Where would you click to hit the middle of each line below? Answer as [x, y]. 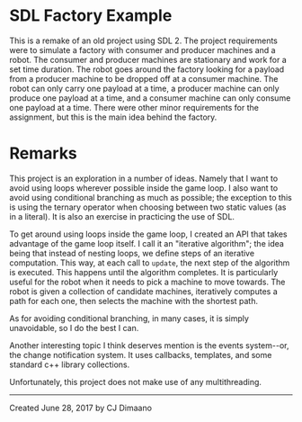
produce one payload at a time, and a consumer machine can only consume [150, 98]
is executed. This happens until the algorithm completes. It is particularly [144, 272]
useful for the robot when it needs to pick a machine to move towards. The [147, 282]
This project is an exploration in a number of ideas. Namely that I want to [144, 178]
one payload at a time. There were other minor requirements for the [134, 107]
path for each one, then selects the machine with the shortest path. [134, 301]
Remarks [44, 153]
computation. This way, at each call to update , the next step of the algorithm [150, 263]
